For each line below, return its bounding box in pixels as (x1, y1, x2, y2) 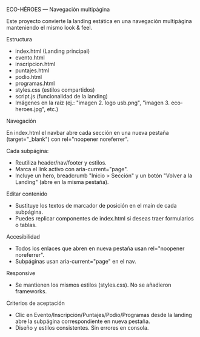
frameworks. (15, 288, 47, 294)
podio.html (15, 73, 42, 80)
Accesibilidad (6, 233, 41, 240)
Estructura (6, 36, 32, 43)
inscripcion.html (15, 61, 56, 67)
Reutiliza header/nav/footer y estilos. (15, 159, 107, 166)
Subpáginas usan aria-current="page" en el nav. (15, 258, 136, 265)
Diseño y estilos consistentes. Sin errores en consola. (15, 324, 149, 331)
